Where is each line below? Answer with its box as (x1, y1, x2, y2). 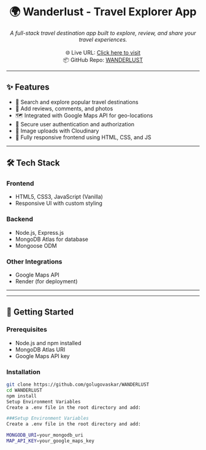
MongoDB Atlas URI (15, 346, 66, 353)
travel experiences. (78, 36, 128, 43)
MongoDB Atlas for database (15, 235, 89, 243)
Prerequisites (6, 326, 47, 334)
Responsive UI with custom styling (15, 200, 103, 207)
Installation (6, 367, 41, 376)
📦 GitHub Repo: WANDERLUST (63, 56, 143, 63)
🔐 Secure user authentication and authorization (15, 120, 135, 128)
